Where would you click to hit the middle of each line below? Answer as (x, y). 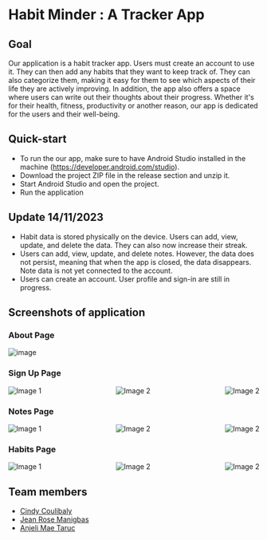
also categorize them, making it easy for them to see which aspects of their (132, 80)
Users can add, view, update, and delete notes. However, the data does (137, 254)
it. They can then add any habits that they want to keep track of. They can (130, 72)
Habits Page (32, 449)
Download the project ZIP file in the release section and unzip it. (125, 175)
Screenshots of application (77, 313)
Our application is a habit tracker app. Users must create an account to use (132, 63)
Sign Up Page (35, 373)
